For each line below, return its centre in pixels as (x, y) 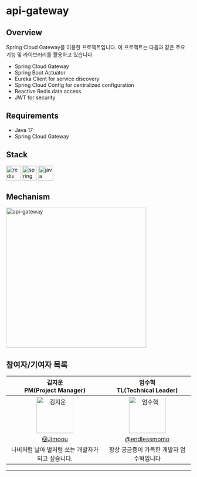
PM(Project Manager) (55, 390)
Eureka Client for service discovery (57, 79)
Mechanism (28, 197)
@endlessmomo (147, 439)
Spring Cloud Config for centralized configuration (74, 85)
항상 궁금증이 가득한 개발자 (144, 450)
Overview (24, 33)
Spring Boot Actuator (40, 72)
